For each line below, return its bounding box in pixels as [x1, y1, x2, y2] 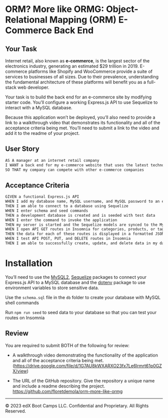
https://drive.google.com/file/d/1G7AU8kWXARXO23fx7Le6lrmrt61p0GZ [14, 363, 162, 369]
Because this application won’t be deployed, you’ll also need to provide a [5, 114, 155, 120]
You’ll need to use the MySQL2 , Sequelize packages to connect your [5, 274, 146, 280]
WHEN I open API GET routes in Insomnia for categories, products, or [5, 227, 155, 232]
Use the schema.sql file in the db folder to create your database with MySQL [5, 294, 161, 300]
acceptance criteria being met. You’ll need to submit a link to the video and [5, 125, 159, 131]
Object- [105, 3, 138, 15]
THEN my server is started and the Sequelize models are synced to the [5, 222, 157, 227]
